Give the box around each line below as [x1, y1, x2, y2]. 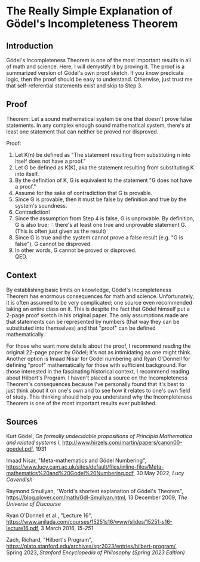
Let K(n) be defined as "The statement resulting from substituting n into [14, 151, 191, 158]
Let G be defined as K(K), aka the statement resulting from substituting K [14, 163, 194, 171]
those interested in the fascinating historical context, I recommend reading [6, 367, 189, 375]
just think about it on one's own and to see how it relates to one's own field [6, 387, 190, 394]
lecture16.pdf [6, 525, 38, 532]
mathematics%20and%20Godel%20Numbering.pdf [6, 470, 134, 477]
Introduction [6, 41, 54, 51]
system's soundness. [14, 202, 67, 209]
